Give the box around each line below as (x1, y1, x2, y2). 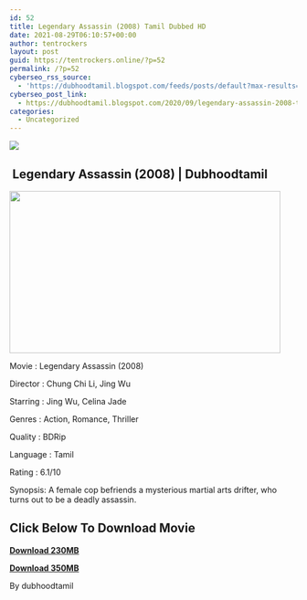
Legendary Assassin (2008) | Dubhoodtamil (12, 166, 268, 182)
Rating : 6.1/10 (9, 467, 61, 478)
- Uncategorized (17, 115, 79, 124)
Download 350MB (9, 563, 79, 574)
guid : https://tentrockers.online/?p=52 (9, 56, 166, 65)
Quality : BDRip (9, 431, 67, 442)
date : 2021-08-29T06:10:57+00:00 (9, 30, 137, 39)
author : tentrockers (9, 38, 89, 48)
